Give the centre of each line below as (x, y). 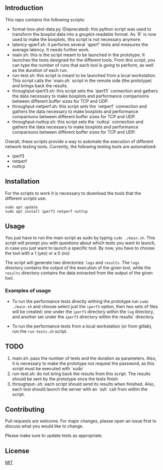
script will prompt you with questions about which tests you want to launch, (81, 243)
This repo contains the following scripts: (45, 19)
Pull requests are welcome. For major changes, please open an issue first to (81, 421)
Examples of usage (28, 291)
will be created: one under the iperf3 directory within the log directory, (83, 312)
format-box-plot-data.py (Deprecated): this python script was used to (81, 29)
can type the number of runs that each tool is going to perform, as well (83, 65)
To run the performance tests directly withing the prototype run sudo (80, 301)
